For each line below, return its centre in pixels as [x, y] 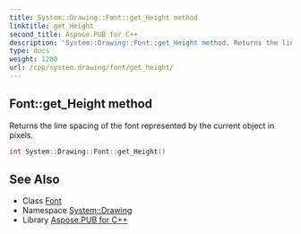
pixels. [21, 134]
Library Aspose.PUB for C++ [75, 220]
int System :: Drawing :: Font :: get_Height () [88, 152]
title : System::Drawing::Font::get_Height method [104, 17]
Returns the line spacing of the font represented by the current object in [142, 126]
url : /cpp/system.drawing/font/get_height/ [92, 68]
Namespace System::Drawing [77, 211]
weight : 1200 [34, 59]
